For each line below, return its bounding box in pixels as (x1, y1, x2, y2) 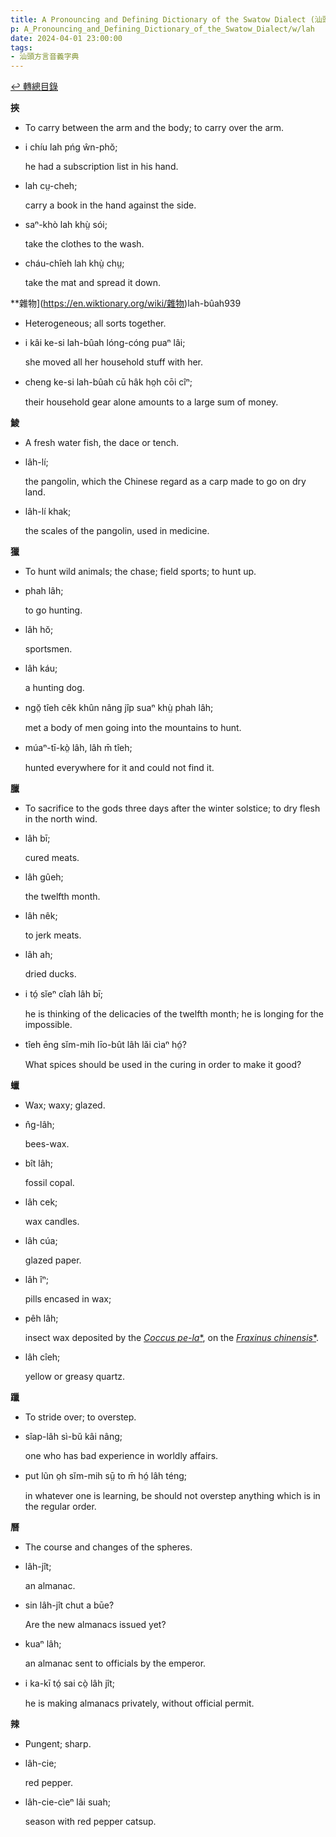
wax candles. (24, 1216, 80, 1228)
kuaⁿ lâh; (24, 1638, 62, 1650)
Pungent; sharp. (24, 1738, 92, 1750)
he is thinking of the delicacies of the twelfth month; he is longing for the (24, 1008, 324, 1020)
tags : (10, 42, 33, 53)
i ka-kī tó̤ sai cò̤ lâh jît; (24, 1677, 116, 1690)
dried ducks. (24, 968, 77, 980)
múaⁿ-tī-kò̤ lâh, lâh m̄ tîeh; (24, 742, 133, 754)
